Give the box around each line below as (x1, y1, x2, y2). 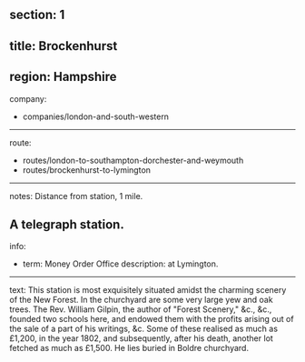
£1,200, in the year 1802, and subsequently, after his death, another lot (9, 333, 274, 344)
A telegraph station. (9, 216, 124, 232)
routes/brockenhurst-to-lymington (22, 164, 152, 176)
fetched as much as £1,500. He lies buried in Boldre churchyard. (9, 343, 250, 354)
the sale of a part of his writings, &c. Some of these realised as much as (9, 323, 279, 335)
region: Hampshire (9, 69, 117, 85)
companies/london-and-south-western (22, 111, 170, 122)
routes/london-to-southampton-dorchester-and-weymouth (22, 155, 244, 166)
